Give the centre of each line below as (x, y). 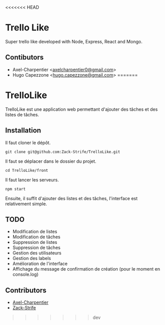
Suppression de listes (35, 242)
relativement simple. (26, 204)
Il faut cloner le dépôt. (28, 143)
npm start (16, 189)
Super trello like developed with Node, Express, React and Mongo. (74, 41)
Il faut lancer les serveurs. (32, 180)
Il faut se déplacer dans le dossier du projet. (51, 161)
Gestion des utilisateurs (37, 253)
